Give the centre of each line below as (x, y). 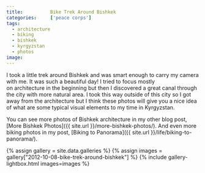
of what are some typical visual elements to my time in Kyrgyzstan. (91, 107)
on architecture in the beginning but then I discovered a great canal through (102, 88)
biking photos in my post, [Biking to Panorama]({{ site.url (78, 132)
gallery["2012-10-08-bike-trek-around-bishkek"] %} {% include (87, 157)
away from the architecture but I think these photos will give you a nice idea (102, 101)
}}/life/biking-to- (171, 132)
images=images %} (65, 163)
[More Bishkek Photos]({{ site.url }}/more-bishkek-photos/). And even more (102, 125)
